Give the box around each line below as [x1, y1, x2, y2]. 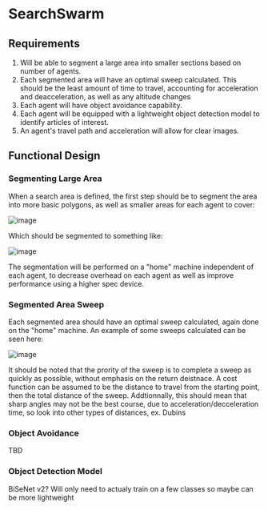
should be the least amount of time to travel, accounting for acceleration [19, 83, 258, 93]
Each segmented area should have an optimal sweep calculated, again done [8, 317, 259, 327]
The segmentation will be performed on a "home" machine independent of [8, 262, 254, 271]
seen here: [8, 334, 44, 343]
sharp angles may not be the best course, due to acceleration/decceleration [8, 399, 259, 408]
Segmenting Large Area [8, 173, 102, 184]
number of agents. [19, 66, 82, 76]
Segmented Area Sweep [8, 299, 105, 310]
